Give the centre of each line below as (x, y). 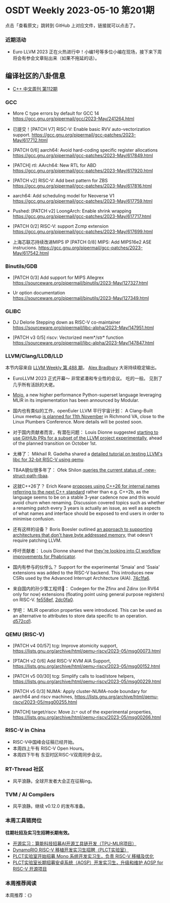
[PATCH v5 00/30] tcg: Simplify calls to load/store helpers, (74, 676)
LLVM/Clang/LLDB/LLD (34, 356)
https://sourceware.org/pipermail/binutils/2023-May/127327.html (80, 283)
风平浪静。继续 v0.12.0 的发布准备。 (50, 806)
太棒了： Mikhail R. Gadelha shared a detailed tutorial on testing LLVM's (88, 454)
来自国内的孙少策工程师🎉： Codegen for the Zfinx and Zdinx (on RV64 (86, 588)
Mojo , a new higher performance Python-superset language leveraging (87, 395)
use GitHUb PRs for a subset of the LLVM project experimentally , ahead (87, 438)
